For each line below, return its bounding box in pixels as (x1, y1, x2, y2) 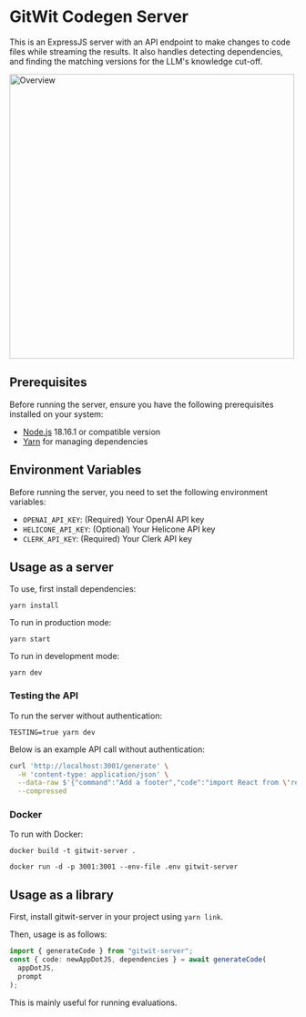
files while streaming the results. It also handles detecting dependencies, (9, 46, 284, 56)
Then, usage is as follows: (9, 929, 107, 940)
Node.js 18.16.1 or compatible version (22, 426, 161, 437)
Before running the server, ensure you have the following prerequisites (9, 399, 274, 410)
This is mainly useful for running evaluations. (9, 997, 178, 1008)
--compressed (17, 787, 67, 796)
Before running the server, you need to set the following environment (9, 486, 269, 497)
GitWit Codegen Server (9, 6, 189, 27)
